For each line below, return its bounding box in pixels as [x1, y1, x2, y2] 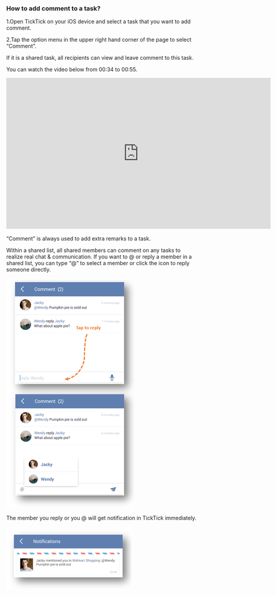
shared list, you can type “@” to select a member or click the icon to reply [6, 260, 190, 267]
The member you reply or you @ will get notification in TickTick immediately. [6, 515, 197, 522]
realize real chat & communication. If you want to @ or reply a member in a [6, 253, 192, 260]
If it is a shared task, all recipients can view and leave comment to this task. [6, 54, 194, 62]
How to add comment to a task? [6, 4, 101, 13]
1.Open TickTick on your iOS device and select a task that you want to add [6, 18, 191, 25]
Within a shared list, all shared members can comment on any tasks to [6, 246, 181, 254]
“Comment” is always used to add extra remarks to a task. [6, 235, 151, 242]
